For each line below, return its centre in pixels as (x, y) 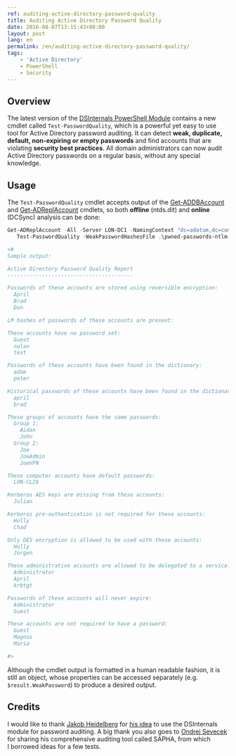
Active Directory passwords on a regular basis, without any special (104, 156)
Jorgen (23, 553)
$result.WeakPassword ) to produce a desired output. (82, 685)
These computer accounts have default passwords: (81, 476)
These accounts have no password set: (64, 333)
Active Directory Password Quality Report (70, 268)
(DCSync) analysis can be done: (54, 217)
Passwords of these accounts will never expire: (80, 598)
